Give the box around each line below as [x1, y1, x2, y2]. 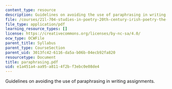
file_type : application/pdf [5, 21, 66, 27]
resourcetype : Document [5, 54, 56, 60]
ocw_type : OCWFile [5, 36, 45, 41]
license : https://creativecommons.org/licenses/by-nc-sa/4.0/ [5, 31, 141, 36]
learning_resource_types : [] [5, 26, 68, 32]
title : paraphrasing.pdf [5, 60, 58, 65]
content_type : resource [5, 7, 56, 13]
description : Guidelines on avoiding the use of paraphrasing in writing [5, 12, 166, 17]
